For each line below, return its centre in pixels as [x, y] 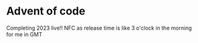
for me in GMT [24, 34]
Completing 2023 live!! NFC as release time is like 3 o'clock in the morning [99, 28]
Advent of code [46, 11]
